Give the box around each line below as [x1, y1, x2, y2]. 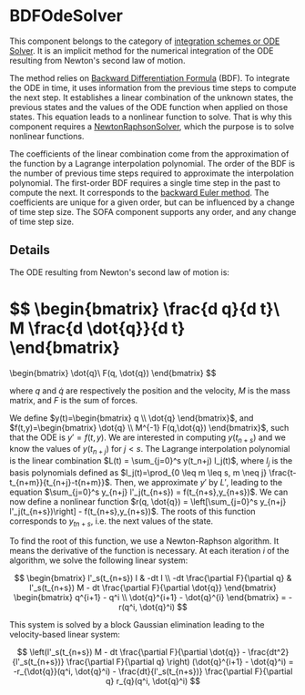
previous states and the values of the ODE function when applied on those [9, 101, 289, 112]
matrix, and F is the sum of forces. [9, 394, 138, 405]
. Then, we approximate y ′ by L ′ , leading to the [109, 477, 283, 488]
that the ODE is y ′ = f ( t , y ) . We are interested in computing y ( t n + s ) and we [9, 432, 287, 445]
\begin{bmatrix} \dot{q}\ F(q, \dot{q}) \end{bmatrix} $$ [9, 367, 217, 378]
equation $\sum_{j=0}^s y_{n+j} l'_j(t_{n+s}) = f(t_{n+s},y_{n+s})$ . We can [9, 486, 289, 497]
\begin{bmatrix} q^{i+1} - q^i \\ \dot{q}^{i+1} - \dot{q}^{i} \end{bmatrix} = [13, 591, 287, 602]
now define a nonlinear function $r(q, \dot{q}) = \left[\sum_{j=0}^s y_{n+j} [9, 496, 287, 507]
